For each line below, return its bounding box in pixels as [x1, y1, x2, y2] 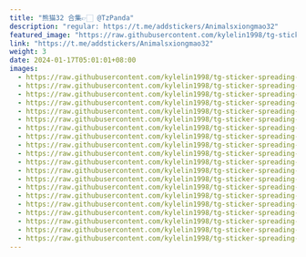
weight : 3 [9, 47, 47, 57]
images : [9, 65, 39, 74]
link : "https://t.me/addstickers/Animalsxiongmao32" [9, 38, 214, 48]
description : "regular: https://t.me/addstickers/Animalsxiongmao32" [9, 22, 280, 31]
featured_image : [9, 30, 71, 39]
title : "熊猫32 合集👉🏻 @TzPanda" [9, 13, 135, 23]
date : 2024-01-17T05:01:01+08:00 [9, 56, 137, 65]
